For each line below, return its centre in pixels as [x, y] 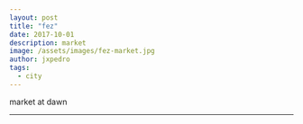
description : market [48, 43]
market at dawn [38, 102]
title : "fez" [34, 26]
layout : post [34, 18]
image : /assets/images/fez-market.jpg [82, 51]
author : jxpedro [40, 59]
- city [30, 76]
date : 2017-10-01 [42, 34]
